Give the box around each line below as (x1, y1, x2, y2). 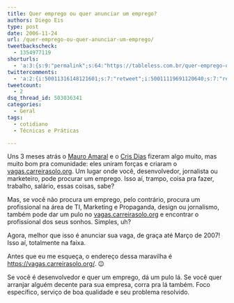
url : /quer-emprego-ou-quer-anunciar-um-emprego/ (7, 36, 155, 43)
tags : (7, 114, 23, 121)
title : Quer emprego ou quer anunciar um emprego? (7, 10, 157, 17)
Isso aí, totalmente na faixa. (7, 239, 86, 247)
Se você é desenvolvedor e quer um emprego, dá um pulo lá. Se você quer (7, 273, 223, 281)
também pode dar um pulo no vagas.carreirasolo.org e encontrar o (7, 210, 199, 219)
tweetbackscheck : (7, 43, 58, 50)
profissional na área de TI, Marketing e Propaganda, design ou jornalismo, (7, 203, 219, 212)
